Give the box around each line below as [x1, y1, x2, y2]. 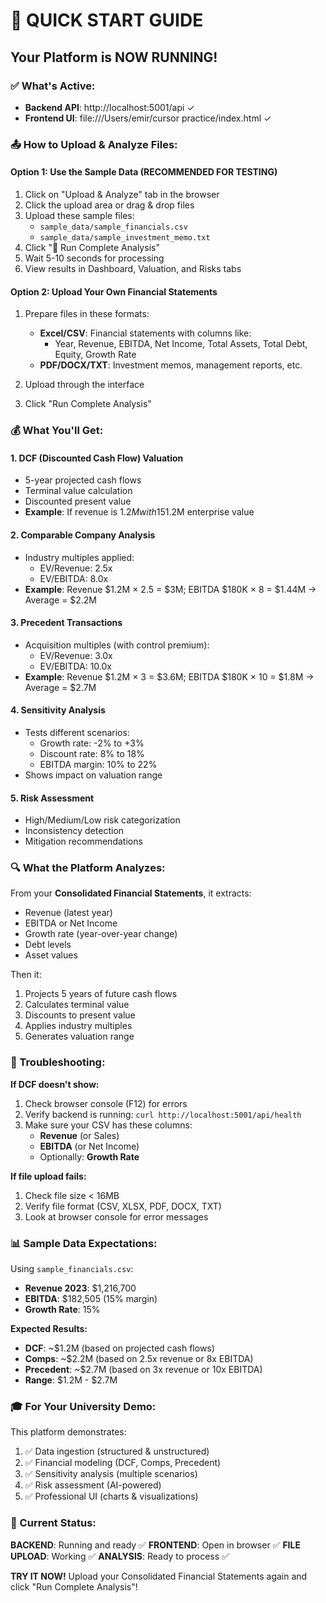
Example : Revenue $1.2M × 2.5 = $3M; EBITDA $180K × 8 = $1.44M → [24, 583, 317, 595]
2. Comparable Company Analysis [10, 529, 156, 541]
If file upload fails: [10, 1170, 87, 1182]
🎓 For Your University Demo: [10, 1399, 157, 1413]
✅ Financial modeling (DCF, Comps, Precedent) [24, 1457, 222, 1469]
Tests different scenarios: [24, 726, 130, 738]
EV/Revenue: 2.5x [39, 562, 113, 574]
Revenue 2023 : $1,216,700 [24, 1282, 137, 1294]
